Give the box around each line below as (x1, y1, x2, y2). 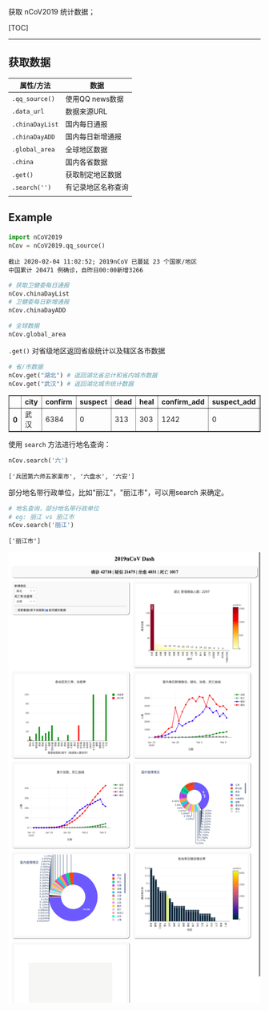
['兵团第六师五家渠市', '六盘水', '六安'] (8, 472, 135, 481)
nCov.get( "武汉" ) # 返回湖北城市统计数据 (8, 380, 134, 388)
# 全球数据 (8, 322, 40, 330)
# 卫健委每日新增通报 (8, 298, 70, 306)
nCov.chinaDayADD (8, 307, 66, 315)
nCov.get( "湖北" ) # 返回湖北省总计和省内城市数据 (8, 371, 158, 379)
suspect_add (211, 397, 256, 406)
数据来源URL (65, 107, 108, 116)
